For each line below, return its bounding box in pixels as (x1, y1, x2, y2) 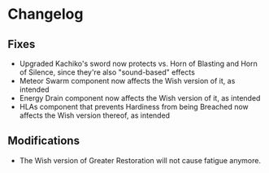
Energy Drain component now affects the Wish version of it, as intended (19, 93, 261, 102)
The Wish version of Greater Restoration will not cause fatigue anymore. (19, 155, 262, 165)
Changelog (7, 5, 84, 24)
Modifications (7, 134, 80, 148)
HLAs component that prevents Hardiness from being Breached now (19, 102, 249, 111)
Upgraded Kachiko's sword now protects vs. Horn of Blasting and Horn (19, 58, 258, 68)
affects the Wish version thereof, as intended (19, 110, 171, 120)
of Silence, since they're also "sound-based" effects (19, 67, 196, 77)
